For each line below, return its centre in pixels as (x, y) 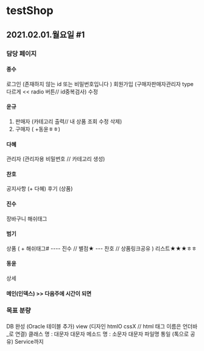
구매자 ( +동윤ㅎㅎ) (38, 129)
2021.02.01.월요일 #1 (46, 34)
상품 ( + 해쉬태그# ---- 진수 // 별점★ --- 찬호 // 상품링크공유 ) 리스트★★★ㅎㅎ (101, 248)
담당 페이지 (22, 54)
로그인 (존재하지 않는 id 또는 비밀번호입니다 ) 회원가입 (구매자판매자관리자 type (100, 84)
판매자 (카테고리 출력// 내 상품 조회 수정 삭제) (69, 121)
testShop (30, 11)
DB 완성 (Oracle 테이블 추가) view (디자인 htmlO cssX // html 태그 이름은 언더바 (102, 327)
